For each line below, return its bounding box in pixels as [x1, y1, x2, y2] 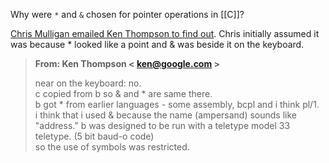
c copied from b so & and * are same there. [34, 88, 213, 99]
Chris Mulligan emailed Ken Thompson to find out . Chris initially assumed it [10, 28, 320, 39]
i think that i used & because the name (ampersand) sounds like [34, 109, 297, 121]
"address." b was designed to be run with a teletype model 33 [34, 120, 291, 131]
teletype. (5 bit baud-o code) [34, 130, 155, 142]
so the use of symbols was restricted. [34, 141, 190, 153]
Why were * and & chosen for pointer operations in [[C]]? [10, 9, 245, 20]
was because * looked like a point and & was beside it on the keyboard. [10, 39, 305, 50]
